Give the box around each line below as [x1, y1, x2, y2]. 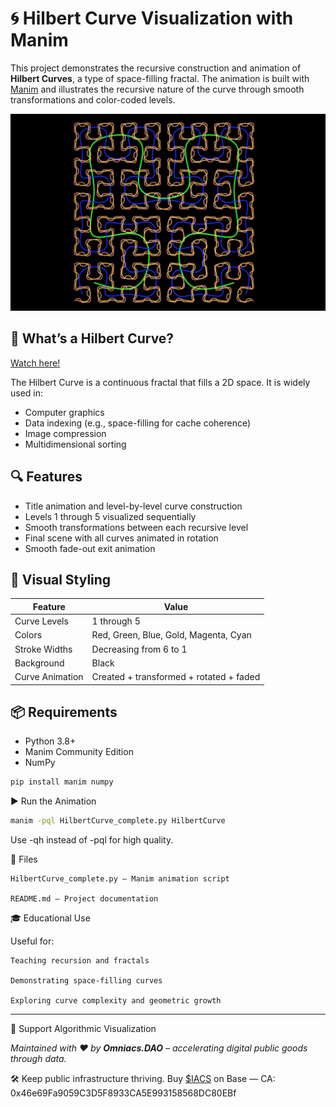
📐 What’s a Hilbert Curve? [10, 330, 175, 347]
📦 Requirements [10, 704, 118, 721]
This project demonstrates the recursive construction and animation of [10, 62, 302, 74]
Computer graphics [24, 406, 105, 418]
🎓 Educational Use [10, 912, 91, 924]
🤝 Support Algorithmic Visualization [10, 1023, 157, 1035]
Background [14, 657, 65, 669]
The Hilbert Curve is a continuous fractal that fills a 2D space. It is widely [10, 376, 311, 388]
